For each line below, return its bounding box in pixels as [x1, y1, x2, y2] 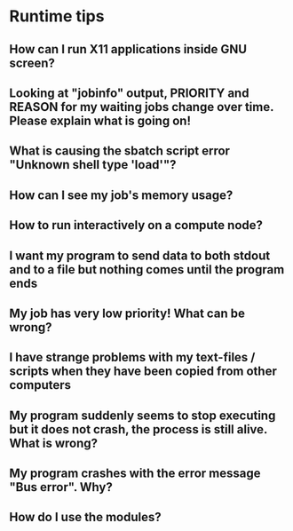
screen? [9, 55, 56, 70]
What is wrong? [9, 435, 99, 450]
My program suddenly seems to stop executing [9, 408, 276, 423]
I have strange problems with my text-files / [9, 350, 256, 365]
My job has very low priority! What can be [9, 305, 246, 321]
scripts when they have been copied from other [9, 364, 277, 379]
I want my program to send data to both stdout [9, 248, 271, 263]
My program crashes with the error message [9, 466, 261, 481]
